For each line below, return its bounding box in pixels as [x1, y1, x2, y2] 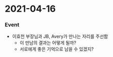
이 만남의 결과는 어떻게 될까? [19, 40, 77, 46]
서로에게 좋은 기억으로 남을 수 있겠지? [19, 46, 94, 52]
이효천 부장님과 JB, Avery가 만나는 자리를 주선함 [12, 34, 108, 40]
